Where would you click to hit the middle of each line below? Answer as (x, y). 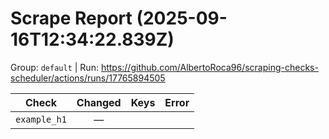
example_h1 (41, 119)
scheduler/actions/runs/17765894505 (88, 78)
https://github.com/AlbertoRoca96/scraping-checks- (209, 67)
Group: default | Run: (54, 67)
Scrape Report (71, 18)
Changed (99, 102)
